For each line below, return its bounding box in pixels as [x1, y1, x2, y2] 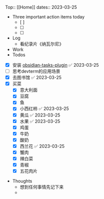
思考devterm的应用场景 [12, 68, 61, 74]
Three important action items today [12, 14, 85, 19]
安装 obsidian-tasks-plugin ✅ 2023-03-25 [12, 62, 99, 68]
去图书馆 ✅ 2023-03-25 [12, 75, 62, 81]
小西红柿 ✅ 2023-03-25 [19, 105, 69, 111]
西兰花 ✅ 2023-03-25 [19, 143, 65, 149]
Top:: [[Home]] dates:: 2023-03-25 [5, 4, 77, 10]
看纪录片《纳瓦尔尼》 [19, 41, 64, 47]
